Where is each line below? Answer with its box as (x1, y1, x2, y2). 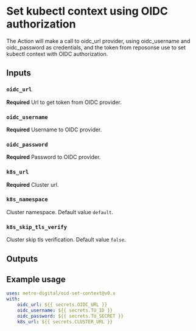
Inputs (6, 68, 32, 78)
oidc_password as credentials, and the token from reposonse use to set (6, 44, 186, 51)
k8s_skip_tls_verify (6, 223, 68, 231)
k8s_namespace (6, 196, 48, 203)
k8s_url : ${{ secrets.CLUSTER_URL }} (17, 318, 113, 325)
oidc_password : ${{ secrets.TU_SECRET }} (17, 313, 124, 319)
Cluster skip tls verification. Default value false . (6, 236, 126, 243)
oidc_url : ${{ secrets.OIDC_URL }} (17, 302, 108, 308)
